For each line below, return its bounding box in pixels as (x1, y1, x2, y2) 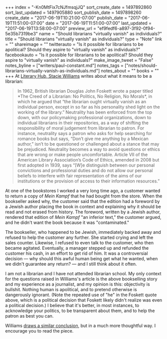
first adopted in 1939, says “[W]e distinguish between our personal (17, 162, 155, 168)
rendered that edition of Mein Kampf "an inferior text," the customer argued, (5, 214, 162, 220)
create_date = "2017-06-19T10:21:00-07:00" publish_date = (5, 15, 128, 20)
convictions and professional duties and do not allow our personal (17, 168, 153, 173)
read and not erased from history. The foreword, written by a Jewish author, (5, 209, 161, 215)
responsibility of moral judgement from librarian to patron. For (17, 125, 145, 131)
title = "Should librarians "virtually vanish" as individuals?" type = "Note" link (5, 36, 163, 42)
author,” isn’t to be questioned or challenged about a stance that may (17, 141, 160, 147)
